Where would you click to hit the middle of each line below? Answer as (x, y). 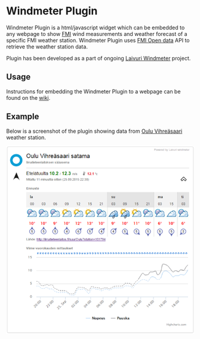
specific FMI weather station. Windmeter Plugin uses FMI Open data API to (98, 40)
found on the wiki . (28, 97)
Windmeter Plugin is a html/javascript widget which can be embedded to (96, 28)
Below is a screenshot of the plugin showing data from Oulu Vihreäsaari (94, 131)
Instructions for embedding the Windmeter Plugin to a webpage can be (93, 91)
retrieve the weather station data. (47, 47)
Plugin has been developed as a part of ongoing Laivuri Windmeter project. (99, 58)
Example (23, 117)
